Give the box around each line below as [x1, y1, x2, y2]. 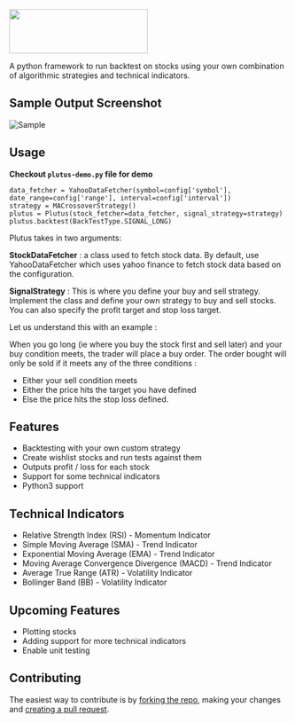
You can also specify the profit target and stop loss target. [9, 304, 221, 315]
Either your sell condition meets [21, 374, 138, 385]
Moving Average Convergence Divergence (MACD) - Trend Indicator [21, 558, 272, 569]
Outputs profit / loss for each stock [21, 461, 151, 473]
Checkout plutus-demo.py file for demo [9, 169, 153, 179]
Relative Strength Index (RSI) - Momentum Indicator [21, 530, 211, 540]
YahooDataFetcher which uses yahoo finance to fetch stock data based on [9, 259, 282, 270]
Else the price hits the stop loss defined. [21, 394, 169, 405]
